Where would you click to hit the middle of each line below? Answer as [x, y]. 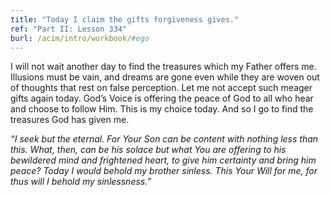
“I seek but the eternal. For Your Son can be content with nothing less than [164, 139]
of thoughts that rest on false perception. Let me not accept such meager [161, 88]
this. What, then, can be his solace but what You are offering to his [148, 150]
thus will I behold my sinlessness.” [81, 182]
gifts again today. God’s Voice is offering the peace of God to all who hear [162, 98]
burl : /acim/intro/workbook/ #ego [80, 38]
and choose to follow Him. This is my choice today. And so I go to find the [162, 109]
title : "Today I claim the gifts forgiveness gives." [125, 19]
